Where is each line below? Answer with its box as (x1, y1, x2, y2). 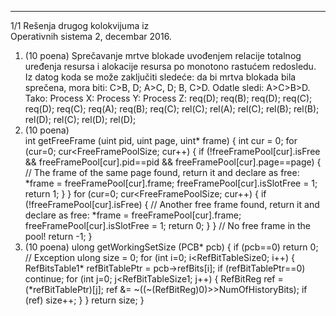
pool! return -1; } (24, 231, 93, 242)
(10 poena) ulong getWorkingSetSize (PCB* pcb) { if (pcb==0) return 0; (24, 241, 319, 253)
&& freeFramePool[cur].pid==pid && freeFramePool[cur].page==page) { (24, 156, 322, 168)
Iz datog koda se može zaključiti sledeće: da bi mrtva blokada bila (24, 71, 297, 83)
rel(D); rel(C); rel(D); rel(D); (24, 114, 137, 125)
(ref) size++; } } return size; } (24, 294, 145, 306)
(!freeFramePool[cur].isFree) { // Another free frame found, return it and (24, 199, 320, 210)
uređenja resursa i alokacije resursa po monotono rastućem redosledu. (24, 61, 317, 72)
